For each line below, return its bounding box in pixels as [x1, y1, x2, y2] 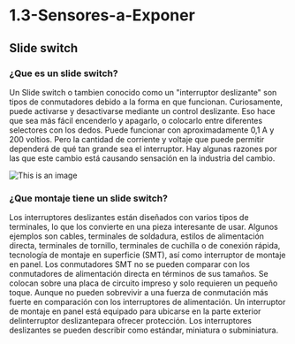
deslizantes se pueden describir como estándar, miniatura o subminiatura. [9, 325, 279, 336]
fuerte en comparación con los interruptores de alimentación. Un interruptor [9, 297, 286, 308]
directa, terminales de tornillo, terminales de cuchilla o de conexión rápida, [9, 241, 281, 251]
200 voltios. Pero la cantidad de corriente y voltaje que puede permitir [9, 134, 265, 144]
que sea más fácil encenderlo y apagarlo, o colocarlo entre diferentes [9, 115, 263, 126]
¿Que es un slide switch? [9, 67, 118, 80]
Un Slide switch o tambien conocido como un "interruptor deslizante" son [9, 87, 277, 97]
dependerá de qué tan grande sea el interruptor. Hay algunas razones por [9, 143, 278, 154]
